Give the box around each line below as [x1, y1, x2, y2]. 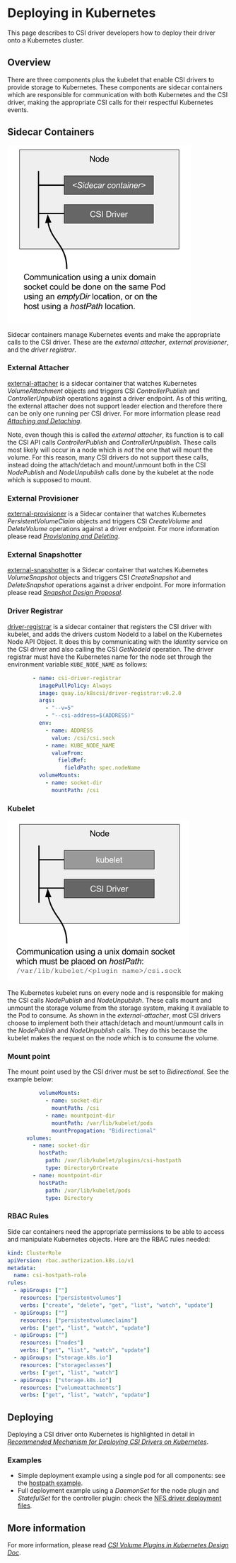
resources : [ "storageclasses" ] [20, 1362, 112, 1369]
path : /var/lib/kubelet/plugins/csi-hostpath [45, 1157, 182, 1164]
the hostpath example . [17, 1479, 83, 1487]
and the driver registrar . [7, 345, 76, 354]
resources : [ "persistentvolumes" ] [20, 1294, 122, 1302]
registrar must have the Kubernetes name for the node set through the [7, 652, 212, 661]
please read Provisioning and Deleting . [7, 532, 120, 540]
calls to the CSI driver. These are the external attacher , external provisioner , [7, 338, 229, 346]
